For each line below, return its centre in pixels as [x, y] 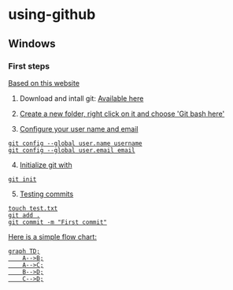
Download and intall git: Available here [81, 98]
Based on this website [44, 83]
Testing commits [46, 194]
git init [22, 179]
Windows [32, 44]
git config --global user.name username [76, 143]
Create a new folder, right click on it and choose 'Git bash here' [122, 113]
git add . [24, 215]
